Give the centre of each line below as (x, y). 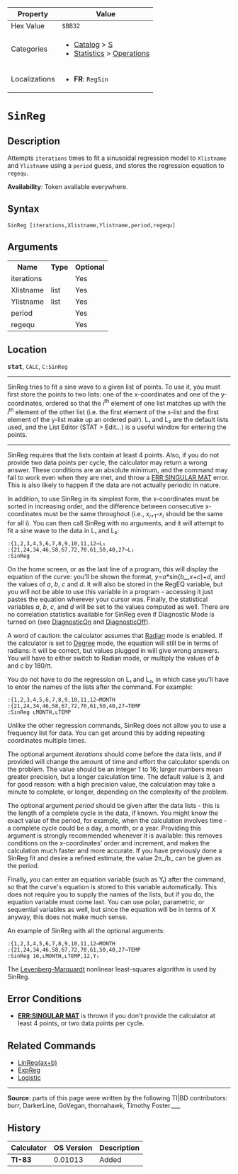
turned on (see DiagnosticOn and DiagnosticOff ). (79, 622)
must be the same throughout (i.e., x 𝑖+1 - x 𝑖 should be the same (133, 514)
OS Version (73, 1148)
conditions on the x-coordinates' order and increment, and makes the (109, 843)
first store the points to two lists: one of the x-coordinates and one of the (113, 394)
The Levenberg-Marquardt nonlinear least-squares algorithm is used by (112, 969)
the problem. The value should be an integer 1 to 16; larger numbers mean (115, 769)
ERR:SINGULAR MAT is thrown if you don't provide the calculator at (117, 1016)
